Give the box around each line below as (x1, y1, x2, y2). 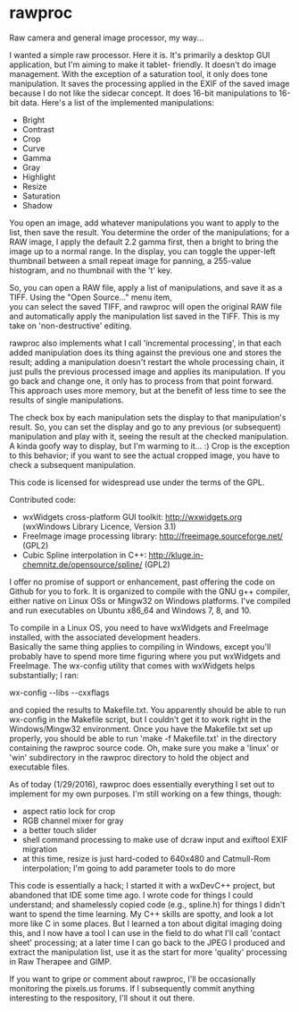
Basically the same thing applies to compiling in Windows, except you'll (9, 641, 271, 651)
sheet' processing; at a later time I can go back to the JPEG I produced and (9, 937, 286, 948)
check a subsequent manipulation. (9, 459, 137, 470)
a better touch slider (21, 824, 97, 835)
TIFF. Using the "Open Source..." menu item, (9, 292, 172, 302)
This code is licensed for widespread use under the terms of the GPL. (9, 477, 265, 488)
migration (21, 844, 58, 855)
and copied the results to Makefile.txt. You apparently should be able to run (9, 704, 287, 715)
